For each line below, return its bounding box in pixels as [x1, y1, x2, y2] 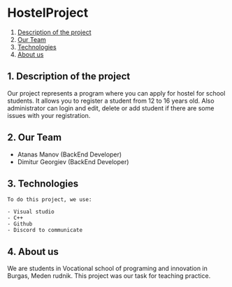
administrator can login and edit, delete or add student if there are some [7, 103, 215, 112]
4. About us [7, 246, 59, 258]
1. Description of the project [7, 71, 131, 82]
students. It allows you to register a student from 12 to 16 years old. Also [7, 96, 215, 105]
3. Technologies [7, 177, 79, 189]
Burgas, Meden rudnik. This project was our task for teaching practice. [7, 272, 211, 280]
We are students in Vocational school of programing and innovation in [7, 264, 208, 273]
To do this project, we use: [7, 196, 92, 203]
